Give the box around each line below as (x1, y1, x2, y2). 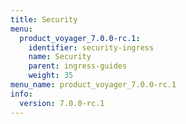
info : (10, 89, 33, 99)
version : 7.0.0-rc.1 (19, 98, 105, 108)
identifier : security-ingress (28, 42, 155, 53)
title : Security (10, 14, 78, 25)
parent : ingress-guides (28, 61, 128, 71)
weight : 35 (28, 71, 74, 81)
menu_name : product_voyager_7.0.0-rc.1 (10, 80, 177, 90)
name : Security (28, 52, 92, 62)
